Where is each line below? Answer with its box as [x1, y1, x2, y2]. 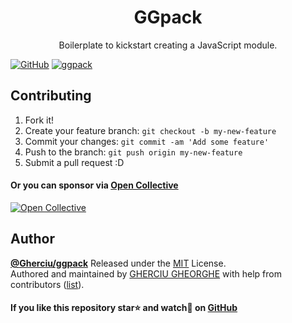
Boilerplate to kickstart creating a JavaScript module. [58, 39, 278, 51]
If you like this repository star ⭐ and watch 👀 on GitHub [10, 302, 238, 314]
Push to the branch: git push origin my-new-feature [24, 146, 243, 158]
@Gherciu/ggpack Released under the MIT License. [10, 257, 227, 269]
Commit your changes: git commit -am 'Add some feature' [24, 135, 270, 147]
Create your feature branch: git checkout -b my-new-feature [24, 124, 277, 136]
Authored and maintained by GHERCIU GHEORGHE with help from [10, 267, 282, 280]
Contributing [10, 87, 92, 105]
